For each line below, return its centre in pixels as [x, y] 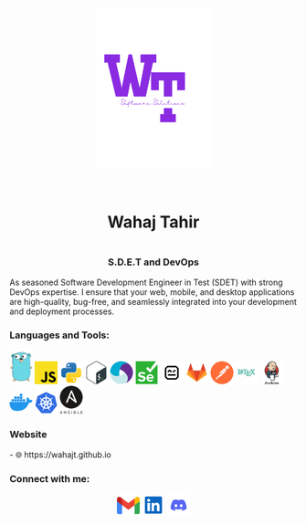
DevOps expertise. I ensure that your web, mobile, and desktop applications [152, 292]
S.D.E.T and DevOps [153, 262]
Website [28, 435]
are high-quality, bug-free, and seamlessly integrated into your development [153, 301]
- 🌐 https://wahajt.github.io [61, 455]
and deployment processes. [62, 311]
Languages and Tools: [59, 335]
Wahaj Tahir [153, 222]
